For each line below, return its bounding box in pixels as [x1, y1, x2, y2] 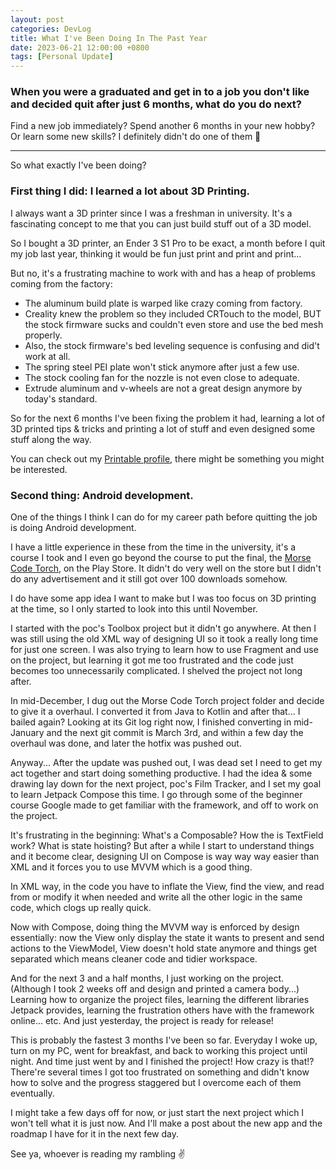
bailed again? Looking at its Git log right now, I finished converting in [10, 716, 292, 728]
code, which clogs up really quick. [10, 902, 152, 914]
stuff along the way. [10, 433, 92, 445]
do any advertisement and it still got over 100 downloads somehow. [10, 573, 288, 585]
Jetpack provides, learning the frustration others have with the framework [10, 1004, 315, 1016]
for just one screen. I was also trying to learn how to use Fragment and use [10, 644, 319, 656]
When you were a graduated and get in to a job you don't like [10, 85, 310, 99]
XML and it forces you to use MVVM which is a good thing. [10, 861, 253, 873]
